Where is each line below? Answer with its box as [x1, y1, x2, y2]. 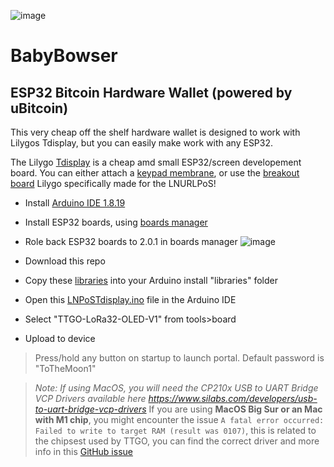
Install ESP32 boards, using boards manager [24, 216, 208, 228]
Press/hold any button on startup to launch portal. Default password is [34, 352, 325, 364]
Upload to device [24, 333, 96, 344]
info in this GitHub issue [34, 446, 133, 457]
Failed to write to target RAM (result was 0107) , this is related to [34, 425, 317, 436]
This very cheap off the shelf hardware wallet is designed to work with [10, 126, 301, 138]
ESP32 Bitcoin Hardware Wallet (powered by [10, 84, 293, 101]
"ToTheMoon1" [34, 363, 97, 374]
